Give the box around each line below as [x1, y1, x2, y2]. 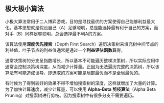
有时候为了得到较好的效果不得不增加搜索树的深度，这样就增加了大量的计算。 [5, 80, 160, 86]
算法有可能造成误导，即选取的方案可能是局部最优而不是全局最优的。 [5, 70, 142, 76]
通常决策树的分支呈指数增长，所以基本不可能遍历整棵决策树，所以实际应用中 [5, 58, 160, 63]
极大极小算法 [5, 4, 44, 13]
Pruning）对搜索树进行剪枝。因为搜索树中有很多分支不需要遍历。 [5, 92, 137, 98]
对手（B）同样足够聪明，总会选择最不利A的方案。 [5, 31, 105, 37]
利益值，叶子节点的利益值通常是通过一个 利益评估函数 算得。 [5, 47, 125, 53]
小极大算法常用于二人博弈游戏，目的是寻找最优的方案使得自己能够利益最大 [5, 19, 155, 24]
